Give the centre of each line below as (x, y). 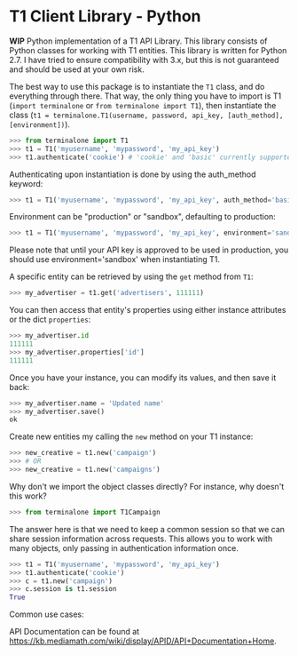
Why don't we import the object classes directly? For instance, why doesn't (147, 486)
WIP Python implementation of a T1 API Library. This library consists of (138, 41)
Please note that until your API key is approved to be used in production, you (149, 250)
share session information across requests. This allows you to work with (141, 539)
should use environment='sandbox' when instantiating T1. (114, 260)
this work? (28, 496)
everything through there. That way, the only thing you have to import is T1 (145, 96)
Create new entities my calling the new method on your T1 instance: (131, 436)
